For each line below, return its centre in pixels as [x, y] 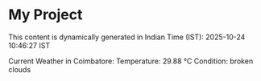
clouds [20, 69]
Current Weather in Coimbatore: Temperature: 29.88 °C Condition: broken [131, 61]
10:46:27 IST [29, 45]
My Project [46, 15]
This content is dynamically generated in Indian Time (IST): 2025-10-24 [127, 37]
